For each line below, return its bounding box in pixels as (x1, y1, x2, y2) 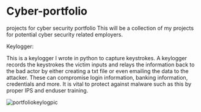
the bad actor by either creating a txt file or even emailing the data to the (6, 67, 189, 74)
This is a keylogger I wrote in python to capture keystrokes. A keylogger (6, 54, 188, 61)
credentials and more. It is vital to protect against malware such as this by (6, 80, 192, 88)
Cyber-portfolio (6, 4, 87, 18)
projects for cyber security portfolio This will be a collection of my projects (6, 24, 194, 32)
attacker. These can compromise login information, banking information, (6, 74, 188, 81)
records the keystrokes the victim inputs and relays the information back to (6, 61, 195, 68)
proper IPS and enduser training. (6, 86, 89, 94)
